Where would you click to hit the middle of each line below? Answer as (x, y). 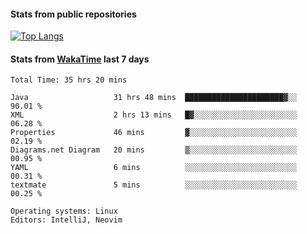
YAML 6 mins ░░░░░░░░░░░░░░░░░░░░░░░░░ (154, 168)
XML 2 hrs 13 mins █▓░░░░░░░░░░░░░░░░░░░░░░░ (154, 115)
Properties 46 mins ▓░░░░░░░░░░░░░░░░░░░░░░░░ (154, 133)
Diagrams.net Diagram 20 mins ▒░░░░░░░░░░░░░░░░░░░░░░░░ (154, 150)
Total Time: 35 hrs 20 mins (69, 80)
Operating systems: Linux (64, 211)
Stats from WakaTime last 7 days (80, 59)
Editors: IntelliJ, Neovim (66, 220)
